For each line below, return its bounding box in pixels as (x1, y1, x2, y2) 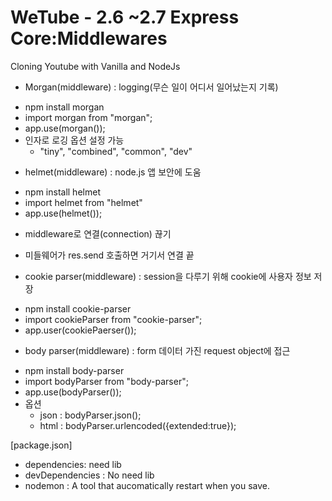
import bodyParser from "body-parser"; (24, 375, 189, 387)
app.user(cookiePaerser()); (24, 324, 137, 336)
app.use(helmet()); (24, 207, 103, 219)
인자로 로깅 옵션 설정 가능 (24, 134, 125, 146)
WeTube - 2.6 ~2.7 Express (10, 6, 240, 29)
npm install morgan (24, 101, 105, 113)
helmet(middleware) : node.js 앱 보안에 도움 (24, 166, 202, 178)
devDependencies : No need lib (24, 469, 155, 481)
